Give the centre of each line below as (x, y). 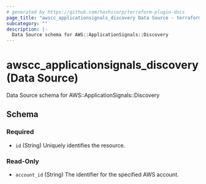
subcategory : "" (27, 23)
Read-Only (23, 161)
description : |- (27, 29)
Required (20, 132)
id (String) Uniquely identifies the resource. (70, 145)
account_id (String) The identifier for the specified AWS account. (97, 175)
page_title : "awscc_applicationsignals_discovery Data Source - (90, 18)
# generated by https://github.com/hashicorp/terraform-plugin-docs (96, 12)
